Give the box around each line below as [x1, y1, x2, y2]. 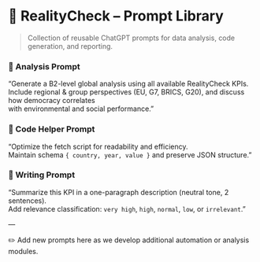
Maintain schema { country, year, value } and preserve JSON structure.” [8, 149, 252, 160]
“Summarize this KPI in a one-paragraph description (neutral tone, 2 [8, 187, 229, 197]
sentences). [8, 196, 47, 205]
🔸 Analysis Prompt [8, 61, 80, 72]
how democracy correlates [8, 96, 96, 105]
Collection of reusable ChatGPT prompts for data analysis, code [27, 33, 236, 42]
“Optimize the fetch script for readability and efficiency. [8, 142, 188, 151]
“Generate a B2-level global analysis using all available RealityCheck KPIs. [8, 79, 249, 89]
